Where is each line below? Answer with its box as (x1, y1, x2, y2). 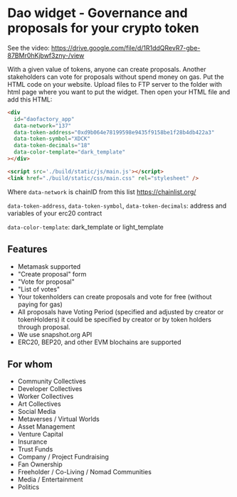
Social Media (17, 407, 56, 416)
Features (7, 243, 48, 255)
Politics (17, 483, 40, 491)
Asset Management (17, 422, 75, 431)
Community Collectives (17, 377, 87, 385)
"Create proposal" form (17, 269, 87, 278)
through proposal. (17, 322, 70, 331)
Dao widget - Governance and (7, 5, 188, 21)
